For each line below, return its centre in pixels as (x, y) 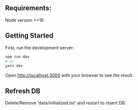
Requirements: (28, 8)
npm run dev (17, 56)
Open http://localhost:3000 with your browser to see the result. (69, 75)
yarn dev (14, 66)
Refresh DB (23, 91)
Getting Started (29, 36)
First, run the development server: (40, 48)
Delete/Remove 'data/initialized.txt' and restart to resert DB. (66, 103)
